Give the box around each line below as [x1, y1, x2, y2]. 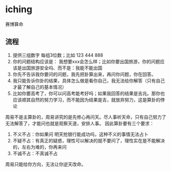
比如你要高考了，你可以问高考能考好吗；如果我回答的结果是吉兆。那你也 [12, 90, 165, 96]
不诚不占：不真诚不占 [12, 150, 58, 156]
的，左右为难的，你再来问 [12, 144, 67, 150]
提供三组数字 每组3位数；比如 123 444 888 [12, 52, 104, 58]
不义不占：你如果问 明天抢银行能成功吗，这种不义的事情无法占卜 [12, 131, 149, 137]
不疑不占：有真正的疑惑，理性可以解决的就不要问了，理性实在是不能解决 [12, 137, 165, 143]
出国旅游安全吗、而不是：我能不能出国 [21, 65, 103, 71]
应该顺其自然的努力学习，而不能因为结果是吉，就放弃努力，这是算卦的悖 [12, 96, 165, 103]
